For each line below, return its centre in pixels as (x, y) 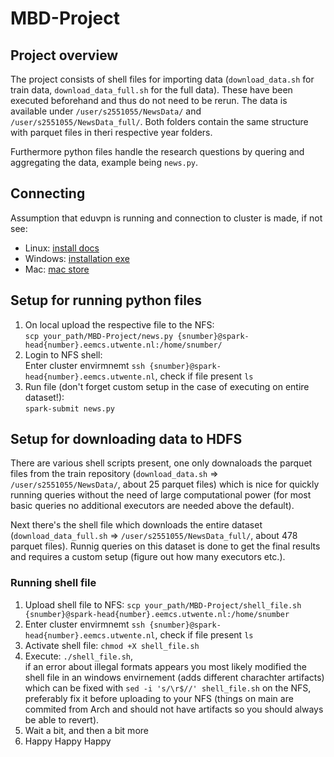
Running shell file (53, 583)
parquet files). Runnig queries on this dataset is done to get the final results (165, 546)
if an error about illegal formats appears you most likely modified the (165, 666)
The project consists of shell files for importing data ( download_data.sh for (162, 79)
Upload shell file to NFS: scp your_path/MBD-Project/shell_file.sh (163, 604)
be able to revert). (62, 719)
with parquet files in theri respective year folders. (111, 132)
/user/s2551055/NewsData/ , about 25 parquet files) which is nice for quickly (165, 484)
